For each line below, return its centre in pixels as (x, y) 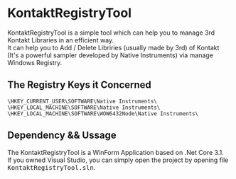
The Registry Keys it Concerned (79, 85)
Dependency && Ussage (62, 135)
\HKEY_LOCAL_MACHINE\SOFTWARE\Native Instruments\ (84, 108)
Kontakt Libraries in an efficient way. (61, 40)
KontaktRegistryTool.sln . (52, 167)
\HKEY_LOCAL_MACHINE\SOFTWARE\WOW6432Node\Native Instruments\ (103, 114)
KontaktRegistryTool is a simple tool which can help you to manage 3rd (111, 33)
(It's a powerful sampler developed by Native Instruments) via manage (110, 55)
